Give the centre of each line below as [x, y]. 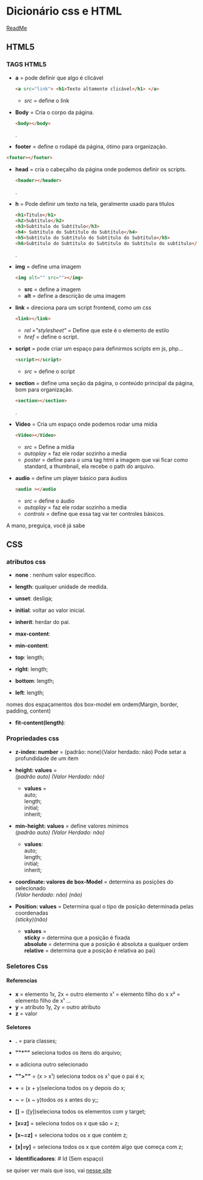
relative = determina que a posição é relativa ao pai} [90, 950]
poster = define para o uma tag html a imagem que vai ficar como [106, 459]
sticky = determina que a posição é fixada [77, 938]
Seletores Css [27, 966]
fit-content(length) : [40, 723]
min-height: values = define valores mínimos [72, 826]
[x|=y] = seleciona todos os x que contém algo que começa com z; [99, 1147]
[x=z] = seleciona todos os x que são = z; [67, 1123]
